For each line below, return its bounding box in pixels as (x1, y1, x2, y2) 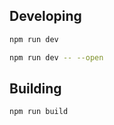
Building (9, 80, 62, 97)
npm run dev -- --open (9, 52, 104, 63)
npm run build (9, 107, 69, 117)
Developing (9, 8, 82, 25)
